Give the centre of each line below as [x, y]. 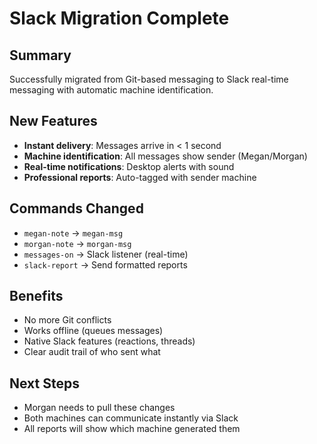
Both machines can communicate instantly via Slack [131, 418]
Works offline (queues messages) [93, 331]
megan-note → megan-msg [73, 233]
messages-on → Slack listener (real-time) [106, 254]
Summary [40, 55]
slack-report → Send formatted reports [105, 264]
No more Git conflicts [67, 320]
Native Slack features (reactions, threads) [109, 341]
